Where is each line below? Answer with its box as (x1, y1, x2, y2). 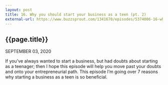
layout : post (5, 7, 32, 12)
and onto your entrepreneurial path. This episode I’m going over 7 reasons (5, 68, 158, 75)
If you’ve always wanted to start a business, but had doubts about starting (5, 58, 158, 64)
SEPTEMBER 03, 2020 (5, 48, 51, 54)
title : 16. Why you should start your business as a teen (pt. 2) (5, 12, 146, 17)
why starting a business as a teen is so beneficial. (5, 74, 107, 80)
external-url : (5, 16, 35, 21)
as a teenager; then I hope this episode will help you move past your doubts (5, 63, 161, 69)
